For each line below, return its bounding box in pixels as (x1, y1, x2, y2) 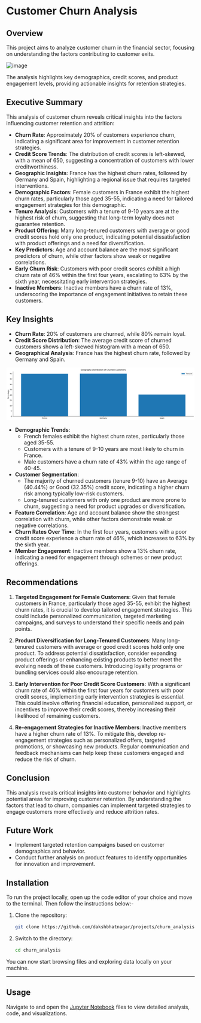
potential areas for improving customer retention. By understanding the (6, 795, 181, 802)
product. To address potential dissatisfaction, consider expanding (14, 649, 177, 657)
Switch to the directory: (14, 935, 73, 942)
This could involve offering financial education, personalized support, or (14, 699, 193, 706)
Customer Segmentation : (14, 471, 80, 478)
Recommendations (6, 577, 78, 588)
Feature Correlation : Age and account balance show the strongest (14, 509, 179, 516)
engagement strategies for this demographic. (14, 201, 127, 208)
